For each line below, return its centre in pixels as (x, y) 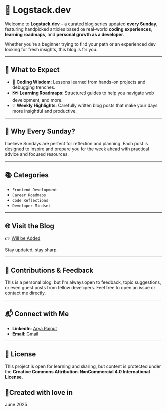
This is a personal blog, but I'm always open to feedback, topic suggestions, (83, 282)
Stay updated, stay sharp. (32, 250)
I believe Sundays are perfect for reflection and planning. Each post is (77, 143)
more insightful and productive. (44, 111)
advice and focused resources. (37, 154)
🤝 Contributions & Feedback (49, 270)
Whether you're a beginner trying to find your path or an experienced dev (80, 44)
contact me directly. (26, 293)
